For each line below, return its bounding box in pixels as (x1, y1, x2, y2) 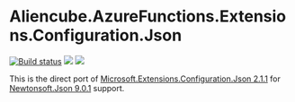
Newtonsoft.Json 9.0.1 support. (9, 82, 125, 93)
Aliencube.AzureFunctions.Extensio (9, 6, 287, 27)
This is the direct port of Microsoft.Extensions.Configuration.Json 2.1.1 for (9, 73, 281, 84)
